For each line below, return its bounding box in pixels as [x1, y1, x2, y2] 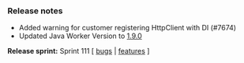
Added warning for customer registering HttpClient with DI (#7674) [18, 23, 237, 33]
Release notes [7, 5, 63, 16]
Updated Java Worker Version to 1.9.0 [18, 31, 143, 40]
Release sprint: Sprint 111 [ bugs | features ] [7, 47, 150, 56]
